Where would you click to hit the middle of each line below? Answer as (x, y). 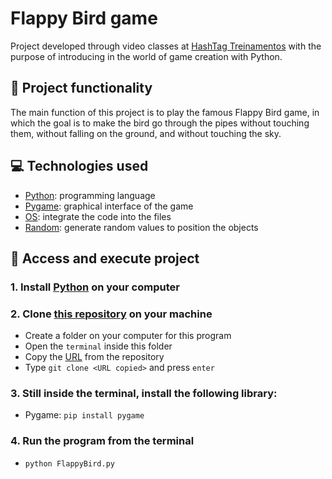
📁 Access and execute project (105, 258)
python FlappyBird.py (69, 463)
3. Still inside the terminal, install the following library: (144, 394)
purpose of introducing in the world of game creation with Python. (146, 56)
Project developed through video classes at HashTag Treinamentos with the (166, 46)
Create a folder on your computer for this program (128, 336)
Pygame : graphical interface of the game (109, 206)
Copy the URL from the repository (94, 357)
